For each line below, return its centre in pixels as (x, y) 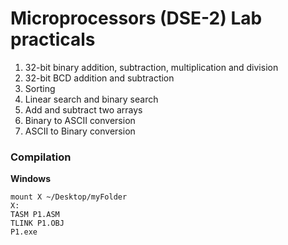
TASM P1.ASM (35, 215)
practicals (53, 39)
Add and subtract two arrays (83, 109)
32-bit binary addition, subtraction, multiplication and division (151, 67)
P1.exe (24, 232)
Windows (30, 179)
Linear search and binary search (91, 99)
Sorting (40, 88)
